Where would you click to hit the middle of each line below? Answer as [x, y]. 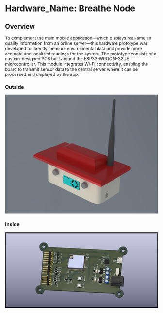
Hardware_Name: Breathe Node [70, 9]
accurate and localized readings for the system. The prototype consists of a [81, 54]
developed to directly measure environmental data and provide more [73, 48]
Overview [20, 27]
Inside [13, 224]
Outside [15, 87]
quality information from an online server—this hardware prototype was [76, 43]
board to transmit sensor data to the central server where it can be [72, 69]
